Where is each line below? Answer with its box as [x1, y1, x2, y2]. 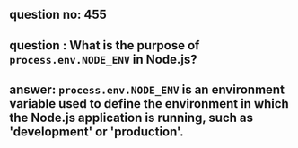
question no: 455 [9, 7, 108, 22]
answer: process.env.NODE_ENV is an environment [9, 83, 285, 98]
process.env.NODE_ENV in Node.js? [9, 51, 197, 66]
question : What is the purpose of [9, 38, 200, 53]
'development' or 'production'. [9, 125, 184, 140]
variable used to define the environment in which [9, 96, 289, 111]
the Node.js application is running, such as [9, 110, 254, 126]
